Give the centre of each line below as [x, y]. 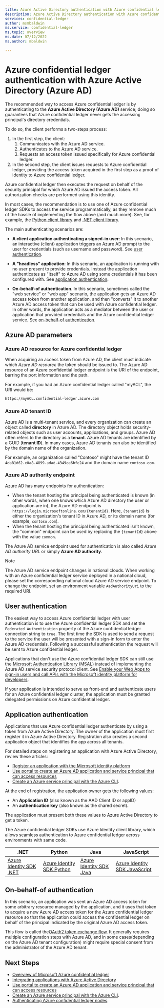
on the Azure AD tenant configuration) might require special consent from [79, 942]
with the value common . [34, 536]
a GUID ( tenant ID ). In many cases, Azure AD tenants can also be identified [81, 443]
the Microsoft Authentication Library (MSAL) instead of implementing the [78, 664]
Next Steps [22, 963]
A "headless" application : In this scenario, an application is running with [85, 264]
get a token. [17, 820]
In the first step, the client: [38, 138]
